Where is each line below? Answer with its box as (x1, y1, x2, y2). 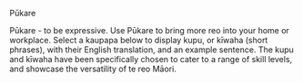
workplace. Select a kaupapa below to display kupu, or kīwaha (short (9, 35, 268, 45)
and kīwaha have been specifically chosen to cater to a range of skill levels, (9, 54, 293, 64)
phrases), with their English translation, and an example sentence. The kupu (9, 44, 294, 55)
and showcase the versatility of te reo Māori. (9, 63, 177, 74)
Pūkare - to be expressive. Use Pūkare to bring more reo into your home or (9, 25, 289, 35)
